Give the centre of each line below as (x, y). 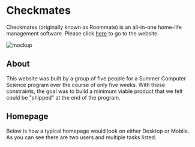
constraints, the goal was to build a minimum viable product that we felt (94, 91)
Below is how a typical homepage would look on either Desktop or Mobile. (98, 131)
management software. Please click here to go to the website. (82, 33)
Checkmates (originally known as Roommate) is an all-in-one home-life (94, 27)
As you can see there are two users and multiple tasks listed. (82, 137)
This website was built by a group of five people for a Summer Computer (96, 78)
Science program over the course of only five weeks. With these (86, 85)
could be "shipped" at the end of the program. (63, 97)
